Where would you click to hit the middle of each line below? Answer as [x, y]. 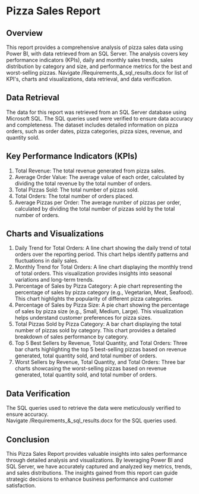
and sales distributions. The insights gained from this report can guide [92, 473]
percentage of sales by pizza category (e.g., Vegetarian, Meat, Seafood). [104, 292]
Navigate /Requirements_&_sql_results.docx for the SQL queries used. [91, 421]
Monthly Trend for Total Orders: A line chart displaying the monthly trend [104, 267]
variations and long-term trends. [54, 280]
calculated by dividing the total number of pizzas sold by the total [95, 209]
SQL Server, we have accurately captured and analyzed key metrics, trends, [99, 467]
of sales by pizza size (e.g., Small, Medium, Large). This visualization [99, 311]
